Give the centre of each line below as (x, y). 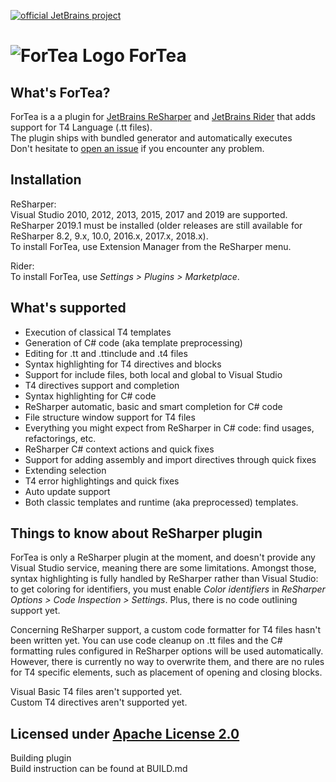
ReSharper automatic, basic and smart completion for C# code (153, 406)
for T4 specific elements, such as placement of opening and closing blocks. (166, 672)
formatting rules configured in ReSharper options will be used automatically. (167, 651)
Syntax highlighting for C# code (90, 396)
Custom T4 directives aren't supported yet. (99, 702)
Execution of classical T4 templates (98, 332)
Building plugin (41, 758)
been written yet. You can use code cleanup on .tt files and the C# (146, 641)
